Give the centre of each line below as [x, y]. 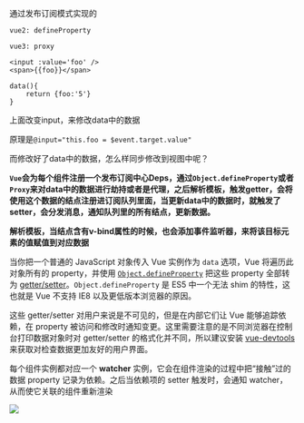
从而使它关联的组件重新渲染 [61, 391]
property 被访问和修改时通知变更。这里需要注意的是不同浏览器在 [156, 326]
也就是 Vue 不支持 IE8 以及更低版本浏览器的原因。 [103, 296]
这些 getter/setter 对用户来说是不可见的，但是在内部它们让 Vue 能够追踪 [144, 315]
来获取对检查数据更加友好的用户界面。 [81, 349]
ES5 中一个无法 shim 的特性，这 [230, 285]
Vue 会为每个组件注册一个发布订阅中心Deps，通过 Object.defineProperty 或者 [152, 178]
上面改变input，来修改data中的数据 [75, 120]
